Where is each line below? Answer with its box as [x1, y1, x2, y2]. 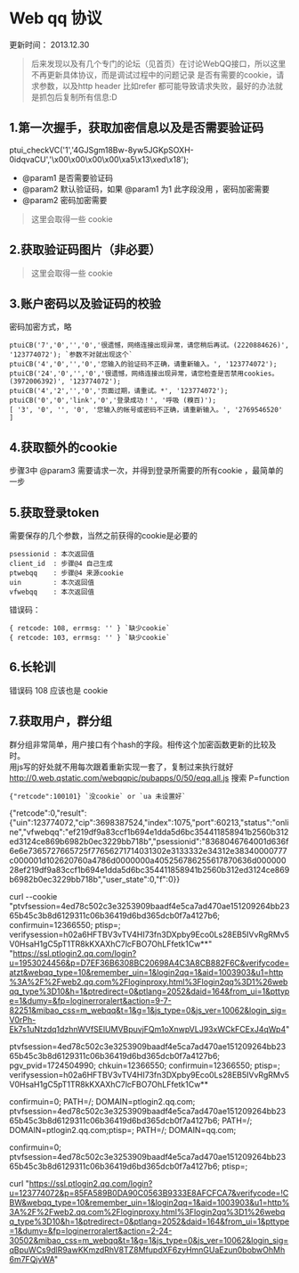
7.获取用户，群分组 [9, 714, 113, 729]
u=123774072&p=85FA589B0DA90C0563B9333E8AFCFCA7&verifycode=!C [9, 1187, 289, 1198]
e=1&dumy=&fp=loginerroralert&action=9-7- [9, 995, 172, 1006]
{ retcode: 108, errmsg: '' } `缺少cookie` [9, 624, 171, 633]
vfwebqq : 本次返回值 [9, 587, 95, 596]
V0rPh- [9, 1014, 36, 1025]
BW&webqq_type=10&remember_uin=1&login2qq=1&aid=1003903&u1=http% [9, 1196, 290, 1208]
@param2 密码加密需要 [21, 194, 108, 205]
